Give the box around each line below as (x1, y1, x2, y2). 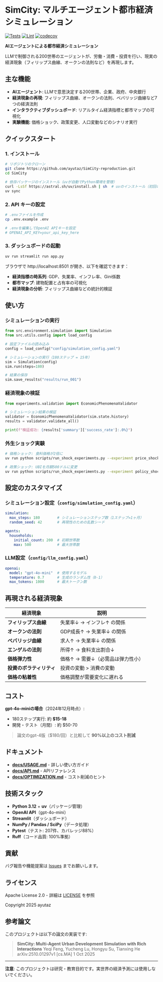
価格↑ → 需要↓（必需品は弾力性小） (60, 656, 144, 662)
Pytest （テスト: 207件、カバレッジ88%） (12, 828, 96, 833)
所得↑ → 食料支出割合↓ (60, 646, 115, 653)
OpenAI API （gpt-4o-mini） (12, 809, 69, 815)
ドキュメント (5, 748, 44, 756)
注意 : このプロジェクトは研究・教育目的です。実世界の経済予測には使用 (5, 965, 147, 971)
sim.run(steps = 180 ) (5, 364, 45, 369)
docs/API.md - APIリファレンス (12, 768, 76, 774)
